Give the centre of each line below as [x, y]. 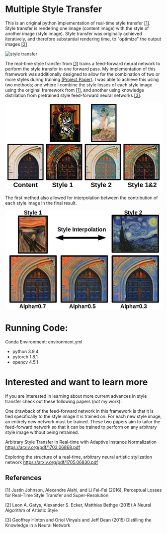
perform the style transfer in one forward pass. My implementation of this [80, 69]
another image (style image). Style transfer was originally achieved [74, 33]
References [23, 478]
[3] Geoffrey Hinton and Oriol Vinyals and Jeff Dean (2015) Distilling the [78, 520]
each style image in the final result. [41, 203]
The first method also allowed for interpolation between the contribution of [82, 198]
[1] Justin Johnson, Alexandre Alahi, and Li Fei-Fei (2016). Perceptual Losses [83, 490]
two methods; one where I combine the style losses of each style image [79, 85]
